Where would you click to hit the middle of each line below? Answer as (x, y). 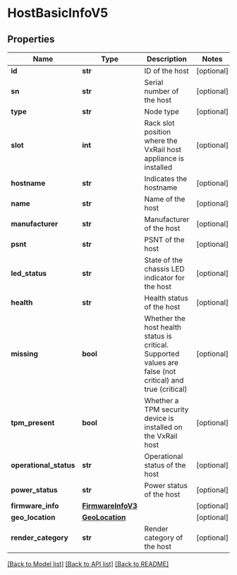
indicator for (164, 278)
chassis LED (164, 269)
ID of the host (166, 71)
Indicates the (166, 179)
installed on (163, 427)
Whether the (165, 318)
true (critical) (166, 389)
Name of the (165, 199)
